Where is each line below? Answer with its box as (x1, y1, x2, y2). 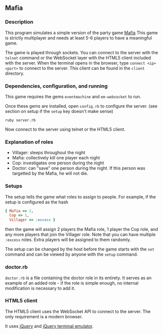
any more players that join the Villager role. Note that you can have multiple (5, 232, 156, 238)
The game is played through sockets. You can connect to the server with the (5, 49, 158, 55)
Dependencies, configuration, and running (5, 83, 108, 89)
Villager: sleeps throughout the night (12, 150, 86, 156)
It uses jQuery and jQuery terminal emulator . (5, 323, 94, 329)
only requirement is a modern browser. (5, 313, 83, 319)
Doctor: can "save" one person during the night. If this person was (12, 165, 145, 171)
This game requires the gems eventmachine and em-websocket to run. (5, 93, 142, 99)
